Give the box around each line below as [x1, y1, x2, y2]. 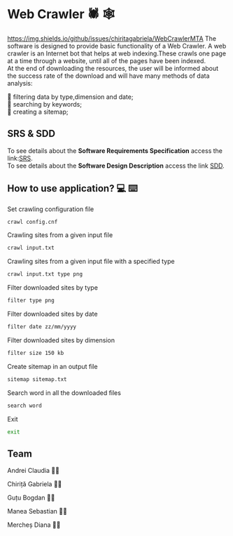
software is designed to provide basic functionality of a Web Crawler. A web [7, 41, 227, 50]
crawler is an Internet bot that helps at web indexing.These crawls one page [7, 49, 226, 58]
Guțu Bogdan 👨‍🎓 [7, 493, 55, 502]
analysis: [7, 79, 33, 87]
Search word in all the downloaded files [7, 388, 121, 397]
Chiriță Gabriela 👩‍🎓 [7, 480, 62, 488]
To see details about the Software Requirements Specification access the [7, 146, 223, 155]
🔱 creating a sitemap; [7, 107, 69, 116]
